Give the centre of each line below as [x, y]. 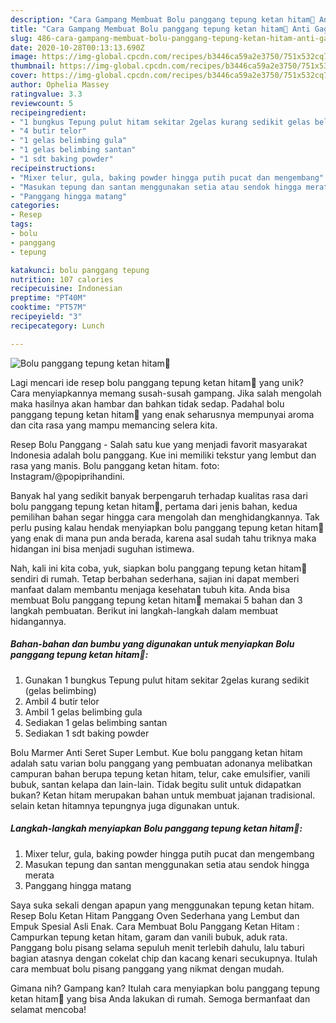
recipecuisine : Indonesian [66, 289]
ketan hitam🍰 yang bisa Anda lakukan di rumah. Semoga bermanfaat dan [160, 998]
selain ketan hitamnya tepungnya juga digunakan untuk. [125, 805]
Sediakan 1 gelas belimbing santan [96, 722]
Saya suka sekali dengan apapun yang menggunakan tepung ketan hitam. [162, 905]
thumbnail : [33, 66]
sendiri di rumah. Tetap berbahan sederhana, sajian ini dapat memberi [155, 578]
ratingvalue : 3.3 [46, 94]
